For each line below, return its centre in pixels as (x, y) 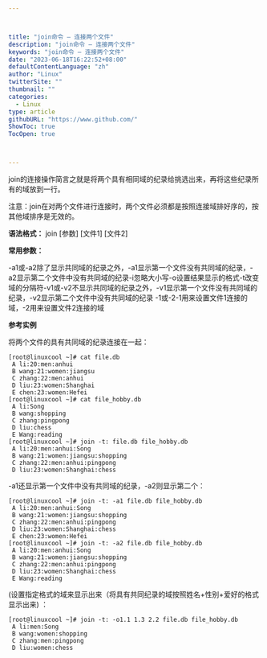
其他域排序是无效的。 (43, 216)
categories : (28, 97)
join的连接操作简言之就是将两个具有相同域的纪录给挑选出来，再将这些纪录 (130, 179)
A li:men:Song (35, 627)
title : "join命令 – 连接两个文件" (61, 37)
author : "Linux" (35, 74)
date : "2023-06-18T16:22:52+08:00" (68, 60)
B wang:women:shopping (50, 634)
